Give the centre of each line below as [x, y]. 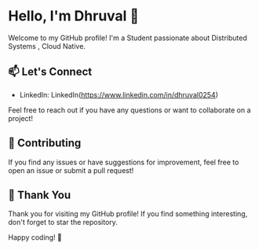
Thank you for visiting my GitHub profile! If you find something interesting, [128, 214]
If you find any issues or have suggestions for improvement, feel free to [124, 162]
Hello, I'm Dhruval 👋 [74, 16]
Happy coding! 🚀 [35, 237]
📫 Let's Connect [50, 72]
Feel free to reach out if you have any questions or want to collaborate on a [129, 110]
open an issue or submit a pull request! [71, 170]
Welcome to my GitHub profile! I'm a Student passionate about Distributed [128, 38]
